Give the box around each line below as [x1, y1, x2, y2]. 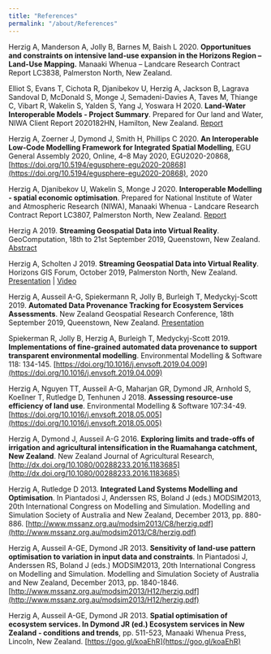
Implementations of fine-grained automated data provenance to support [8, 342, 257, 352]
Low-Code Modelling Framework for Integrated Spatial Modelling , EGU [8, 142, 252, 152]
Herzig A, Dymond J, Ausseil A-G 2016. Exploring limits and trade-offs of [8, 434, 256, 444]
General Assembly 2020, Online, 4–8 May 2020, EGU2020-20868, [8, 151, 230, 161]
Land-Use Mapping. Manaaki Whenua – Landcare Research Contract [8, 58, 241, 69]
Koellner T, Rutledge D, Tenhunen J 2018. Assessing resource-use [8, 392, 234, 402]
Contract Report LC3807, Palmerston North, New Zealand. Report [8, 210, 227, 219]
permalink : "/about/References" [8, 19, 118, 28]
